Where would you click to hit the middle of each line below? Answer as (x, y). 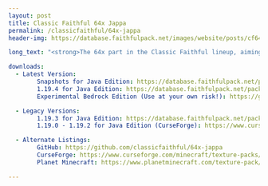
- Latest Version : (46, 74)
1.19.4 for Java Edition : (80, 89)
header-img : (28, 38)
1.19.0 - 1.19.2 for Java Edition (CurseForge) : (119, 126)
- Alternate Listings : (53, 140)
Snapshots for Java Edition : (85, 81)
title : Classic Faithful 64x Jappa (67, 23)
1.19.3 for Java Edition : (80, 118)
